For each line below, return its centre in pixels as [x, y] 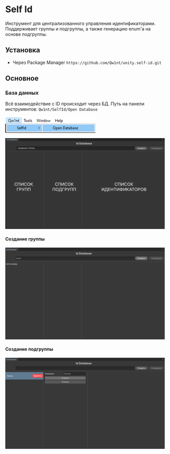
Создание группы [25, 239]
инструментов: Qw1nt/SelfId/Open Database [51, 109]
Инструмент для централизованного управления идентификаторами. [80, 23]
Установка [23, 50]
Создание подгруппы [29, 349]
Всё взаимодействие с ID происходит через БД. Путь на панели [75, 104]
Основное [22, 78]
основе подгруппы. [26, 34]
